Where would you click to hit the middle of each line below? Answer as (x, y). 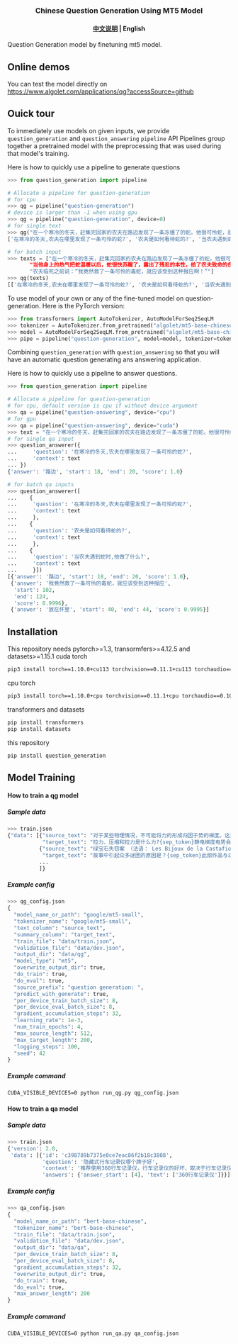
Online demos (39, 67)
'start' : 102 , (34, 590)
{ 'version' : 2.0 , (33, 1148)
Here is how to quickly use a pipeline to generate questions (94, 167)
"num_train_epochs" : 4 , (49, 1027)
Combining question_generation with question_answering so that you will (113, 352)
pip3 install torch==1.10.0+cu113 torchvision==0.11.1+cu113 (100, 670)
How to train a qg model (43, 795)
